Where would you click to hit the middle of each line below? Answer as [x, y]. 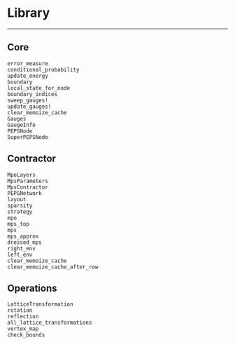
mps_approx [23, 236]
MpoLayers [22, 175]
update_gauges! [29, 107]
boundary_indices [33, 94]
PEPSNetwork [24, 193]
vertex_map [23, 329]
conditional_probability [43, 69]
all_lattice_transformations [50, 323]
